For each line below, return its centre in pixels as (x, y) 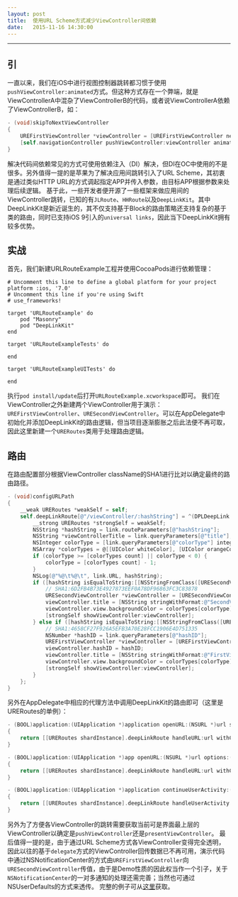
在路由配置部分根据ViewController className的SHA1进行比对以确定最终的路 (119, 474)
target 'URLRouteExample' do (50, 313)
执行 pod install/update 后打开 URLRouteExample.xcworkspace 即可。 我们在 (114, 396)
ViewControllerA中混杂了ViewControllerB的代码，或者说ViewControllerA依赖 (119, 101)
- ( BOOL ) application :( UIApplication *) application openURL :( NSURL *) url (117, 725)
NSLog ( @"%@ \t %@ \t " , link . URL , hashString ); (98, 576)
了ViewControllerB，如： (44, 109)
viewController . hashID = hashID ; (94, 648)
